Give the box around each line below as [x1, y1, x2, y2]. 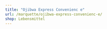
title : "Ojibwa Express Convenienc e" [5, 7, 85, 12]
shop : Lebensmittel [5, 16, 45, 21]
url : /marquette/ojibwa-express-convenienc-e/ [5, 12, 103, 17]
